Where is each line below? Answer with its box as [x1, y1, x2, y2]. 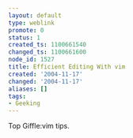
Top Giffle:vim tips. [8, 121, 70, 131]
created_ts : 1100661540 [8, 41, 87, 49]
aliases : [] [8, 84, 47, 93]
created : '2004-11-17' [8, 70, 83, 78]
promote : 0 [8, 26, 44, 34]
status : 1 [8, 33, 41, 42]
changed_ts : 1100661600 [8, 48, 87, 56]
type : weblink [8, 19, 55, 27]
